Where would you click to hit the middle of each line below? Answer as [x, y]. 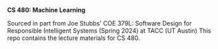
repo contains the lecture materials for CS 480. [74, 38]
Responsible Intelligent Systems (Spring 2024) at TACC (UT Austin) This [109, 31]
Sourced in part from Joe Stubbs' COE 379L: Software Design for [100, 23]
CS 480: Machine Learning [46, 10]
